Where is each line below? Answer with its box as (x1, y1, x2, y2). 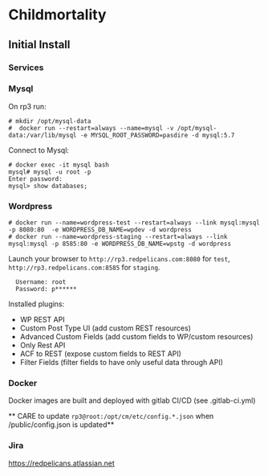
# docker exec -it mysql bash (8, 161, 110, 169)
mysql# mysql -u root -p (8, 167, 91, 176)
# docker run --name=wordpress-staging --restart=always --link (8, 233, 228, 241)
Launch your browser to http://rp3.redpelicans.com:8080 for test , (8, 254, 230, 264)
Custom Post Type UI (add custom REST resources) (19, 323, 191, 333)
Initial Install (8, 38, 71, 51)
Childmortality (8, 6, 107, 24)
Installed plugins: (8, 299, 65, 309)
